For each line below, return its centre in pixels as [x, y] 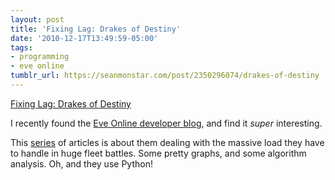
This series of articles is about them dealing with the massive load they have [167, 142]
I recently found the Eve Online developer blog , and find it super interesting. [166, 123]
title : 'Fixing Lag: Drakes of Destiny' [96, 29]
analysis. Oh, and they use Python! [81, 163]
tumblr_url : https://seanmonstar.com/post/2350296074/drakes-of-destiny [165, 76]
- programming [40, 57]
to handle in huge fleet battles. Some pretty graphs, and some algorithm [158, 153]
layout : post [37, 19]
